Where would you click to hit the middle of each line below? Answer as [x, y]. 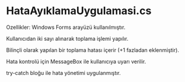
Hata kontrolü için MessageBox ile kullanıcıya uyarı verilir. [76, 61]
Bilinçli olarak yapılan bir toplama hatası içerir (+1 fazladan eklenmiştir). [93, 50]
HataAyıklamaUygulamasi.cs [79, 11]
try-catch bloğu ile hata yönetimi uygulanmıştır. [63, 73]
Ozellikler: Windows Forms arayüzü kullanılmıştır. [66, 27]
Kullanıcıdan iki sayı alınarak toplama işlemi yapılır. [67, 38]
